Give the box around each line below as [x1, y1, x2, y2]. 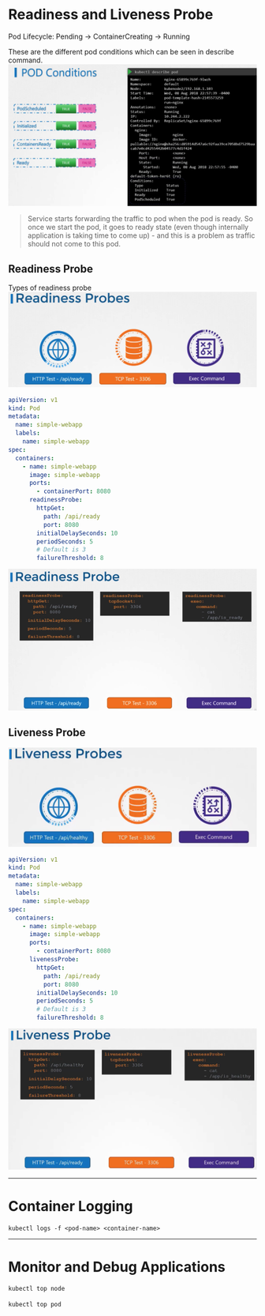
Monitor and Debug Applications [8, 1258, 226, 1276]
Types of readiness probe [8, 283, 92, 293]
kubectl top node [8, 1285, 65, 1293]
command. [8, 55, 43, 65]
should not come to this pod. [27, 239, 121, 249]
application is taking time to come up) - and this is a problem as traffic [27, 231, 256, 240]
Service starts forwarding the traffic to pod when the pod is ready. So [27, 214, 254, 224]
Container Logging [8, 1197, 133, 1215]
